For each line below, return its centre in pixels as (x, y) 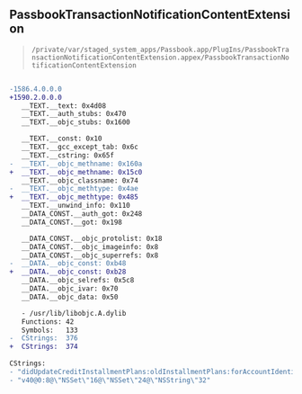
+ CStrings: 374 (44, 347)
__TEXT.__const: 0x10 (62, 139)
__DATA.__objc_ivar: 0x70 (70, 289)
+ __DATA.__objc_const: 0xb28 (68, 272)
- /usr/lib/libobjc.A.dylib (74, 313)
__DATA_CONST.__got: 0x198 (72, 222)
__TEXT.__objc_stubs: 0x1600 (75, 122)
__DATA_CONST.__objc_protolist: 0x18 (92, 238)
